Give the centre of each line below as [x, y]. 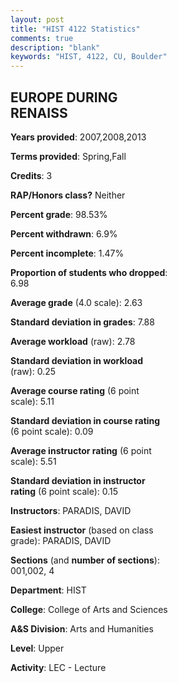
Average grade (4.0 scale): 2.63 [76, 302]
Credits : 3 [31, 175]
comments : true [42, 38]
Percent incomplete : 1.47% [67, 253]
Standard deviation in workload [77, 360]
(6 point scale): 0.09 [52, 431]
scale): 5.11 [32, 401]
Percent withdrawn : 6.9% [64, 233]
